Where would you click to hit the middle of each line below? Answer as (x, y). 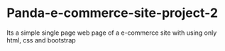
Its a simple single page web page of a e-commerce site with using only (112, 33)
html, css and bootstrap (41, 40)
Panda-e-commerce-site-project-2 (112, 13)
